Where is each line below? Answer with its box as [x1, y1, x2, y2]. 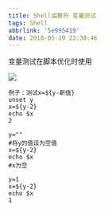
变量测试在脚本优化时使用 [8, 57, 92, 66]
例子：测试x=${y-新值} [8, 89, 76, 97]
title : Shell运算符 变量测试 [8, 11, 97, 20]
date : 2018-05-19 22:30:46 [8, 33, 98, 42]
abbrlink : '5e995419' [8, 26, 80, 34]
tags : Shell [8, 19, 48, 27]
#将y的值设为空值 [8, 139, 57, 147]
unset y [8, 96, 34, 104]
